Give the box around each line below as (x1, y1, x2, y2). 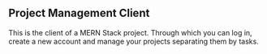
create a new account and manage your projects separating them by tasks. (8, 36, 260, 46)
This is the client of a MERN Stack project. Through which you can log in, (8, 27, 253, 37)
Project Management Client (8, 6, 150, 20)
